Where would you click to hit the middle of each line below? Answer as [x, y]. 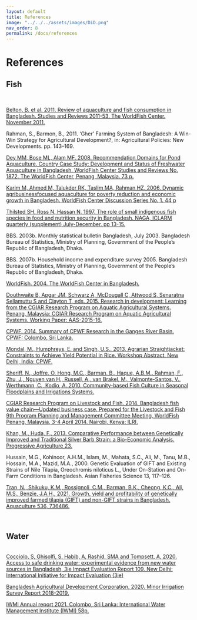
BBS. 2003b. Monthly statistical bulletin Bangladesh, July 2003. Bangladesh [98, 236]
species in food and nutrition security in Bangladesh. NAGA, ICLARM [89, 218]
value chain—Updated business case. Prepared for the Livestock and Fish [96, 409]
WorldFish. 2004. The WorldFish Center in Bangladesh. [73, 284]
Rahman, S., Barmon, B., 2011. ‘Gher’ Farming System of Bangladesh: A [92, 134]
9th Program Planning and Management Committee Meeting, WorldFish [93, 416]
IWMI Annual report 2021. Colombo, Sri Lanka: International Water [86, 604]
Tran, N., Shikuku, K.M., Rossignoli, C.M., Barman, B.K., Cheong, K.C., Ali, [95, 488]
